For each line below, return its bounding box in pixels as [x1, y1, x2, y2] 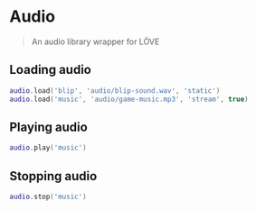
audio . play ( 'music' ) [9, 143, 88, 152]
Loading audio [9, 62, 92, 78]
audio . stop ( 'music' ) [9, 192, 88, 201]
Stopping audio [9, 169, 98, 184]
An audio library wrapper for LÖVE [31, 36, 160, 47]
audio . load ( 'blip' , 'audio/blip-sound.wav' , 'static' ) [9, 86, 221, 96]
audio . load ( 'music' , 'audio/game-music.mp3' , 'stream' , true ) [9, 95, 249, 104]
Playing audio [9, 119, 88, 134]
